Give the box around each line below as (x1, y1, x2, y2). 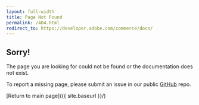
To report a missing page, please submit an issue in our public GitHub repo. (6, 81, 192, 88)
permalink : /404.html (6, 20, 60, 26)
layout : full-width (6, 8, 55, 15)
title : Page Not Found (6, 14, 63, 20)
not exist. (6, 69, 29, 77)
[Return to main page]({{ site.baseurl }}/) (6, 93, 106, 100)
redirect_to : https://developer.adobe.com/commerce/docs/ (6, 25, 153, 31)
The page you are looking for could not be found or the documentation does (6, 63, 194, 70)
